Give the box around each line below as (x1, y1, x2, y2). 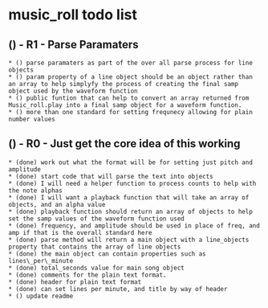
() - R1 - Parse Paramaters (8, 38, 139, 51)
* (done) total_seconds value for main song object (8, 264, 185, 272)
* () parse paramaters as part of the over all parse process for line (8, 59, 253, 67)
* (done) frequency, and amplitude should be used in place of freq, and (8, 221, 261, 230)
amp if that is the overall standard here (8, 228, 152, 236)
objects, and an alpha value (8, 200, 106, 208)
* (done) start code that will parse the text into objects (8, 172, 214, 180)
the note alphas (8, 187, 63, 195)
